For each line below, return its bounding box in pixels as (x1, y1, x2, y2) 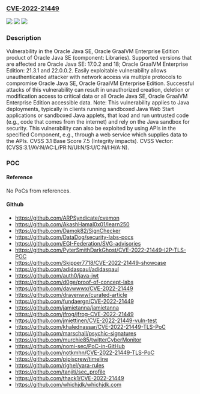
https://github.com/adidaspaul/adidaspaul (14, 265, 119, 273)
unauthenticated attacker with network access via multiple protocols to (6, 73, 182, 80)
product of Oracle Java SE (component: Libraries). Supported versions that (6, 54, 192, 61)
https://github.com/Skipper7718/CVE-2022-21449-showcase (14, 259, 166, 266)
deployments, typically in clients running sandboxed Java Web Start (6, 105, 174, 112)
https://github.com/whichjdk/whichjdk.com (14, 381, 122, 388)
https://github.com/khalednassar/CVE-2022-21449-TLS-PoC (14, 323, 166, 330)
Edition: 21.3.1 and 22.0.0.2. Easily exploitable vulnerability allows (6, 66, 167, 74)
